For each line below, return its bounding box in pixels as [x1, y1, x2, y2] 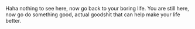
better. [5, 17, 22, 24]
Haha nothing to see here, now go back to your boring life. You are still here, [5, 5, 190, 12]
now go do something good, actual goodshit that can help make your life [5, 11, 180, 18]
